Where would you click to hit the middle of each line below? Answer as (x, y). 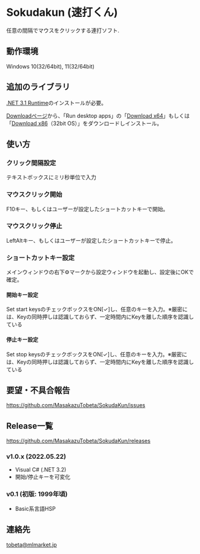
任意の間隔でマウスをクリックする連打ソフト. (63, 30)
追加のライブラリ (38, 87)
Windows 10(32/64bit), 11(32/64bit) (51, 66)
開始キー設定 (22, 294)
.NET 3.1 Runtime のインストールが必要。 (57, 103)
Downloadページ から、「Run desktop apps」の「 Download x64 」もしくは (98, 115)
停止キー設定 (22, 339)
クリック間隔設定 (31, 163)
